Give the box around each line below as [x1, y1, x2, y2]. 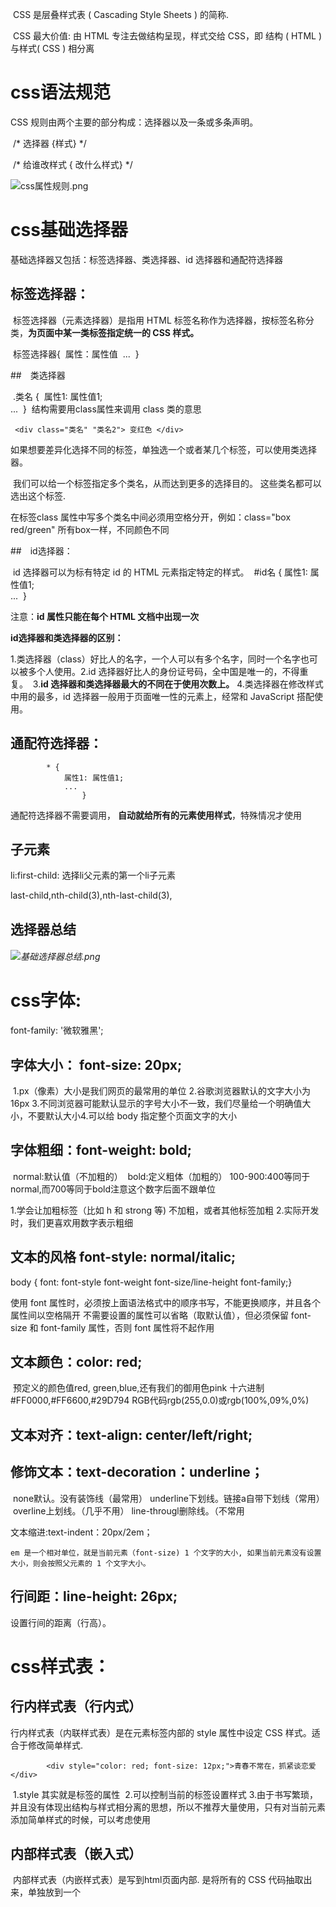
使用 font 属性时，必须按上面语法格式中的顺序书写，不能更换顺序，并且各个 [10, 1296, 321, 1308]
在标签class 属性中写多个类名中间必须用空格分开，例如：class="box [10, 511, 292, 523]
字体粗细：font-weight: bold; [10, 1142, 193, 1159]
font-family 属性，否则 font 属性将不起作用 [40, 1321, 215, 1333]
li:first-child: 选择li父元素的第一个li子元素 [10, 869, 176, 882]
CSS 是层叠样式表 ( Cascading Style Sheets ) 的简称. [12, 9, 229, 20]
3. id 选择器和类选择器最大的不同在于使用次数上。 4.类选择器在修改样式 [32, 678, 324, 690]
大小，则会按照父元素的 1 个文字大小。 [10, 1558, 151, 1568]
